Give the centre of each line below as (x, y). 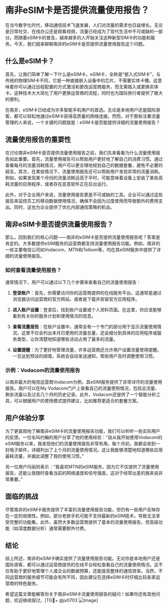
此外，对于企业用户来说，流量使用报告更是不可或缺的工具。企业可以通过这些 (84, 194)
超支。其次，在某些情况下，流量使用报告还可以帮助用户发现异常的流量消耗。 (84, 171)
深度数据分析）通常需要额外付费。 (53, 528)
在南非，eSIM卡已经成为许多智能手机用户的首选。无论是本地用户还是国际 (80, 110)
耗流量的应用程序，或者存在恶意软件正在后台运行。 (58, 184)
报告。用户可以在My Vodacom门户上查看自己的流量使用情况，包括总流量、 (82, 388)
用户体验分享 (25, 418)
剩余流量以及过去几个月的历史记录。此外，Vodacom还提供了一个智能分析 (81, 394)
